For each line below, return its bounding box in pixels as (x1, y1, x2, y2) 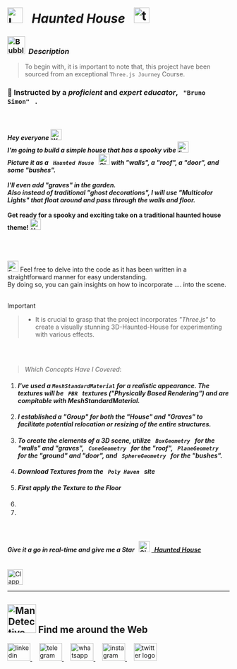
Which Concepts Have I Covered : (24, 365, 122, 373)
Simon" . (7, 96, 37, 106)
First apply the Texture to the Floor (17, 483, 122, 491)
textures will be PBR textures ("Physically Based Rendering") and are (17, 389, 229, 397)
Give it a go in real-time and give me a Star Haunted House (7, 545, 202, 554)
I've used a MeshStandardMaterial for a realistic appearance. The (17, 381, 210, 390)
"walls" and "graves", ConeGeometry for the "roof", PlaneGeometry (17, 443, 219, 452)
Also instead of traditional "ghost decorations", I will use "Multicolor (7, 188, 213, 197)
